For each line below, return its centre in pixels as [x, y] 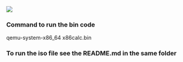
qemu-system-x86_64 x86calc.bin [49, 38]
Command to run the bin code [51, 25]
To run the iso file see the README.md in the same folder [91, 54]
